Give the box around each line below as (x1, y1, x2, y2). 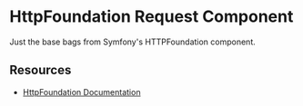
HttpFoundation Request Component (9, 6, 294, 27)
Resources (9, 63, 72, 78)
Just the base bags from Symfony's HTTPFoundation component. (9, 36, 257, 47)
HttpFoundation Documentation (22, 86, 141, 97)
